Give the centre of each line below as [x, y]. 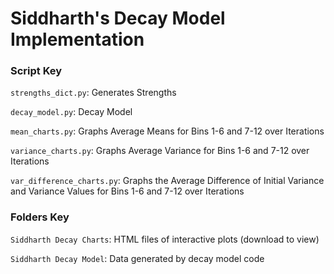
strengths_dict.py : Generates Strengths [93, 93]
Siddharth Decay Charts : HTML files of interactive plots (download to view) [165, 239]
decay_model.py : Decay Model [71, 112]
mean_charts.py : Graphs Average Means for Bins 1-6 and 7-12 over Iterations [167, 131]
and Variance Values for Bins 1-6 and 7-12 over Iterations [127, 191]
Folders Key [40, 217]
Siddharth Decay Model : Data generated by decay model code [137, 258]
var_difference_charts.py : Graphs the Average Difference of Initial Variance [167, 181]
